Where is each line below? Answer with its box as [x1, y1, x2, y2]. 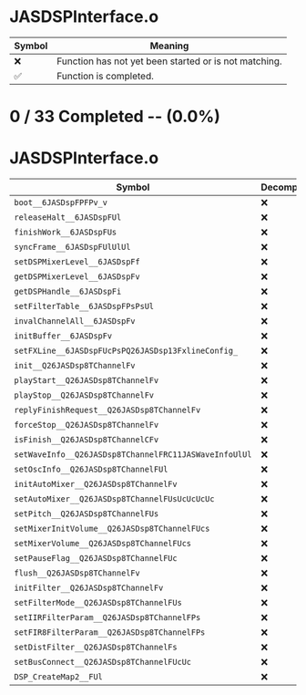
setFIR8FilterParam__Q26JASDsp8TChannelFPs [14, 628, 206, 638]
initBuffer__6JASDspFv [14, 331, 112, 341]
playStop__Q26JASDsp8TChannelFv [14, 390, 155, 400]
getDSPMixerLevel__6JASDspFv [14, 272, 140, 282]
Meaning [149, 39, 189, 52]
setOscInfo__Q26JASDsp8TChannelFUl [14, 464, 168, 475]
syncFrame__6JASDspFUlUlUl [14, 242, 131, 253]
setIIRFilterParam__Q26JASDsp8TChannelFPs [14, 613, 201, 623]
